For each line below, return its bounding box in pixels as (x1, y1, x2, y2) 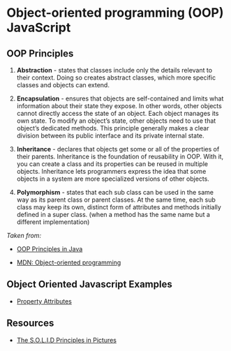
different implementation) (16, 218, 90, 226)
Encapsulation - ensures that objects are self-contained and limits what (16, 94, 224, 103)
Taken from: (6, 232, 42, 239)
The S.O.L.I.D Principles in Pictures (16, 336, 117, 344)
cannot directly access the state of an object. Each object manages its (16, 110, 219, 117)
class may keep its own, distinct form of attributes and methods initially (16, 203, 221, 211)
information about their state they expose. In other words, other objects (16, 102, 223, 110)
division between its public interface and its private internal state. (16, 131, 204, 140)
